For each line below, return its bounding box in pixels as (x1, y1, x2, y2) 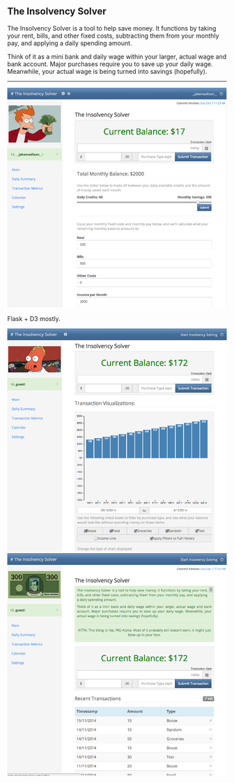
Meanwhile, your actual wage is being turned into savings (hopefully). (7, 67, 208, 75)
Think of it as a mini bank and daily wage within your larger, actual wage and (7, 52, 227, 61)
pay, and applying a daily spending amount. (7, 38, 132, 47)
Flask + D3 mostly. (7, 314, 61, 323)
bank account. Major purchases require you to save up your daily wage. (7, 59, 213, 68)
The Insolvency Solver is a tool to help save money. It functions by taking (7, 24, 217, 32)
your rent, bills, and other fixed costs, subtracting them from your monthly (7, 31, 219, 40)
